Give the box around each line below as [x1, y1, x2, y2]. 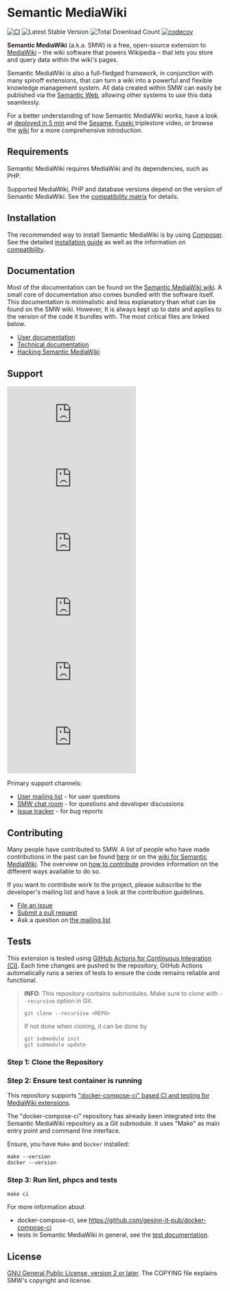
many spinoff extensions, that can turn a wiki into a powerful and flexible [7, 76, 213, 84]
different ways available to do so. [7, 867, 101, 875]
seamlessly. [7, 98, 41, 106]
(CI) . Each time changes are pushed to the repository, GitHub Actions [7, 961, 203, 970]
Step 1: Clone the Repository [7, 1057, 104, 1067]
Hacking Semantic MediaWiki [16, 348, 100, 356]
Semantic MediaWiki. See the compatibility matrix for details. [7, 192, 179, 200]
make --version [7, 1153, 51, 1160]
